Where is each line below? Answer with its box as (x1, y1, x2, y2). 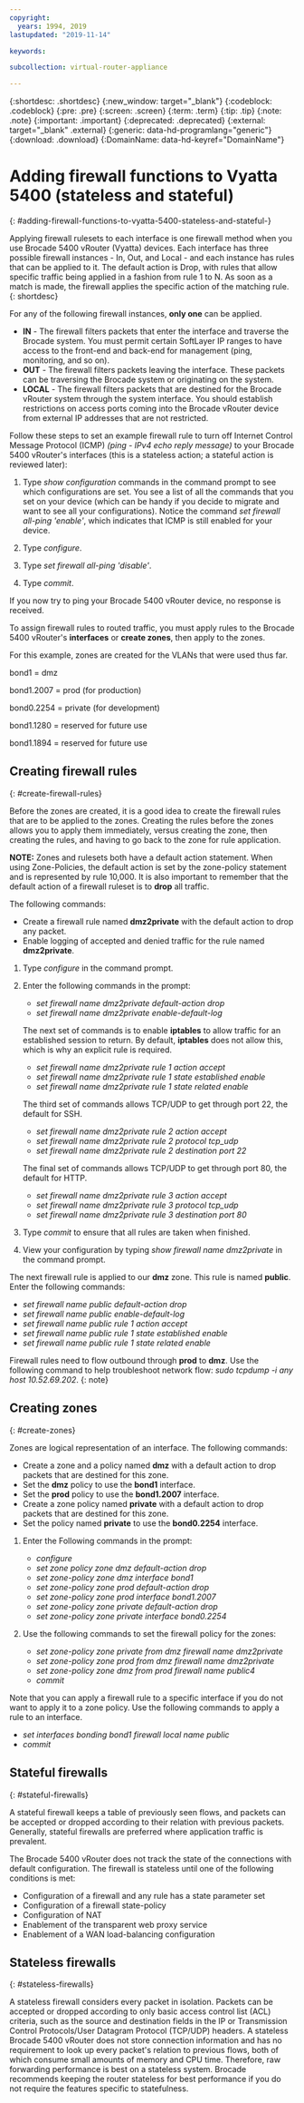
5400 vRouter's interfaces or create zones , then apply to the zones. (9, 632, 266, 643)
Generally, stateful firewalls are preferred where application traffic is (9, 1825, 264, 1837)
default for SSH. (22, 1108, 83, 1119)
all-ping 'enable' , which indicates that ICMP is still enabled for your (22, 515, 273, 526)
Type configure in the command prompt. (22, 963, 174, 973)
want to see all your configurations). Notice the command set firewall (22, 505, 280, 517)
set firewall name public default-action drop (22, 1298, 187, 1309)
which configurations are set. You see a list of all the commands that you (22, 486, 294, 497)
